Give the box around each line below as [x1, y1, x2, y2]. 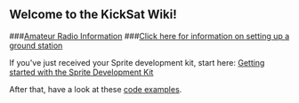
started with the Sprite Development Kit [9, 67, 154, 77]
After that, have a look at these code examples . [9, 83, 182, 94]
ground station [9, 40, 63, 51]
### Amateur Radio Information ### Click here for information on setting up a [9, 30, 290, 41]
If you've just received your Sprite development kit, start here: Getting [9, 57, 265, 67]
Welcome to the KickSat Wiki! [9, 7, 178, 22]
